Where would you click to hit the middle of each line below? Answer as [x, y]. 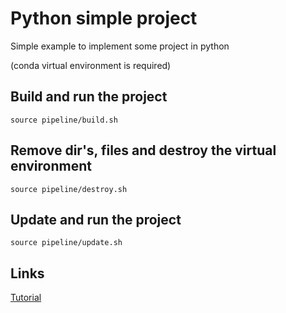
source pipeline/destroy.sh [69, 189]
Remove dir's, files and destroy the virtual [143, 150]
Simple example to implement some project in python [120, 46]
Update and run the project [96, 219]
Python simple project [104, 18]
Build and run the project [89, 97]
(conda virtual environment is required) [91, 65]
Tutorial [26, 298]
